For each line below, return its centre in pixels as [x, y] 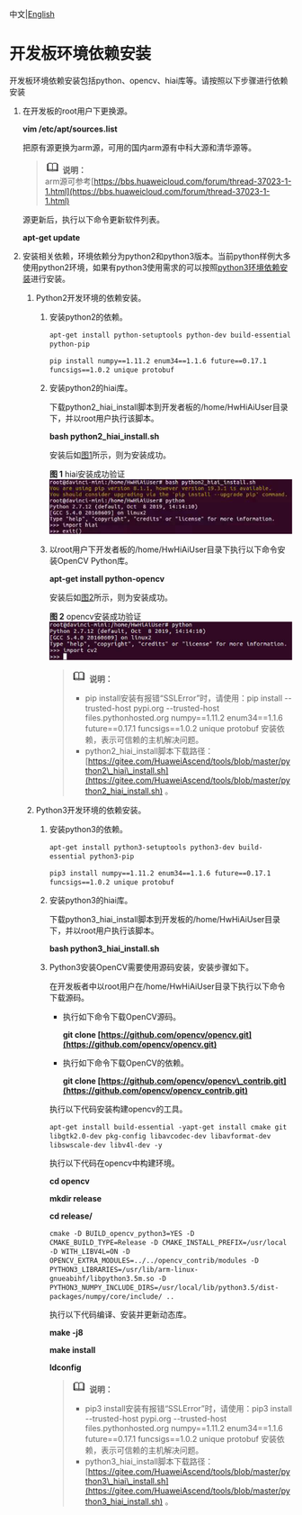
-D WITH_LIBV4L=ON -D [89, 1252]
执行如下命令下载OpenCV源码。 [122, 1017]
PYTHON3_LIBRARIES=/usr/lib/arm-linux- [124, 1270]
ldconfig [65, 1367]
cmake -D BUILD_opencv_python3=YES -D [122, 1234]
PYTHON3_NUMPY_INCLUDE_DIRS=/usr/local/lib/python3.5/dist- [164, 1288]
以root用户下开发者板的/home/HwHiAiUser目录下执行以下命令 [164, 549]
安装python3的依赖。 [88, 830]
